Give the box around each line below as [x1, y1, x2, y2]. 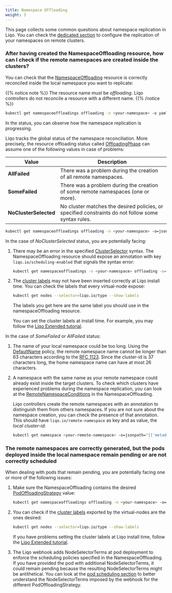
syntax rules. [60, 216, 91, 223]
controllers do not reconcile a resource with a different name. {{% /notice [5, 95, 160, 101]
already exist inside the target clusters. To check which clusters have [12, 380, 159, 387]
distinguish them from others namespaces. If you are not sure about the [12, 407, 165, 413]
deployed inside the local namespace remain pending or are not [5, 451, 167, 458]
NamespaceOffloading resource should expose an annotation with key [12, 253, 162, 259]
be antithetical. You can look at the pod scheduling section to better [12, 571, 156, 577]
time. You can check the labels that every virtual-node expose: [12, 283, 145, 289]
